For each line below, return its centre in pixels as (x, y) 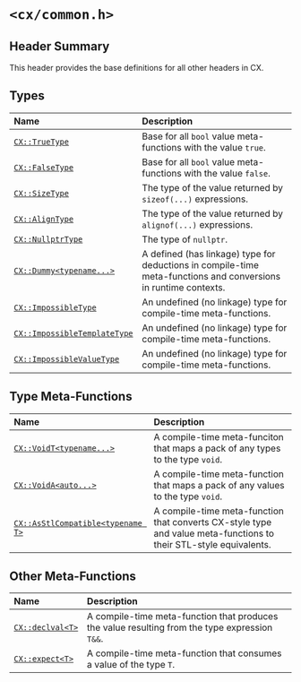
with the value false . (227, 173)
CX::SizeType (42, 193)
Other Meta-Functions (73, 577)
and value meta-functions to (214, 533)
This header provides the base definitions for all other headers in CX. (137, 68)
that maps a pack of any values (219, 485)
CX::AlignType (44, 219)
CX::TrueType (42, 142)
